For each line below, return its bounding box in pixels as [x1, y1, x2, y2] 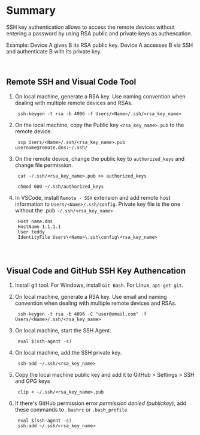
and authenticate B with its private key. [6, 47, 102, 55]
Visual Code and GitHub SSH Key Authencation [6, 265, 186, 276]
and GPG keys [14, 377, 50, 385]
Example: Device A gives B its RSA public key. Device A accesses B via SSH [6, 41, 193, 49]
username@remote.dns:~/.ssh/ [14, 145, 88, 151]
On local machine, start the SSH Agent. [14, 327, 112, 334]
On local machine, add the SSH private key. [14, 349, 122, 356]
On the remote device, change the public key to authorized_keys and [14, 155, 184, 162]
